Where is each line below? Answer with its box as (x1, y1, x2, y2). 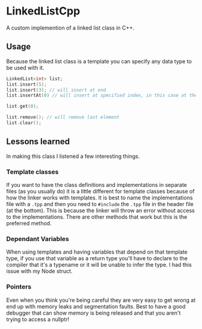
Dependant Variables (6, 234, 69, 243)
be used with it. (6, 64, 44, 71)
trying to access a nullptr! (6, 315, 70, 323)
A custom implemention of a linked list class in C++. (6, 24, 135, 31)
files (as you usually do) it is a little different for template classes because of (6, 187, 195, 195)
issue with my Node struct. (6, 268, 73, 275)
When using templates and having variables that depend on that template (6, 248, 188, 255)
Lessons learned (6, 137, 70, 147)
